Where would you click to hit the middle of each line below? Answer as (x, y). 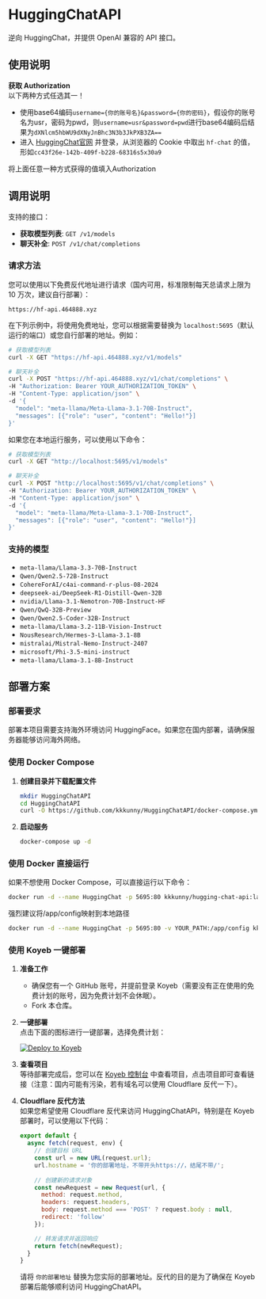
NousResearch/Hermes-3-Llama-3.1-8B (80, 635)
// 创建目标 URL (59, 1151)
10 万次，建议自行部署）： (49, 294)
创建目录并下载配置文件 (58, 781)
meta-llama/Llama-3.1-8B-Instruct (76, 660)
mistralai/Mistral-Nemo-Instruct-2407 (84, 643)
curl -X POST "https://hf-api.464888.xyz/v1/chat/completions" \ (118, 379)
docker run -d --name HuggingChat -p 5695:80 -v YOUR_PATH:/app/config (129, 928)
